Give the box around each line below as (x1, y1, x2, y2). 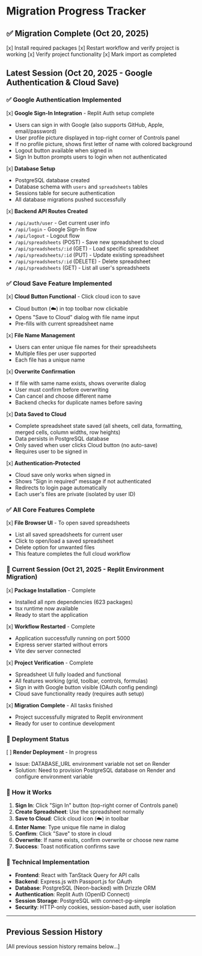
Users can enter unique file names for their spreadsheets (14, 343, 157, 351)
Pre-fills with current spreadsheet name (14, 320, 114, 327)
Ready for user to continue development (14, 719, 115, 727)
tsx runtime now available (14, 605, 79, 612)
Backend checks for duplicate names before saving (14, 398, 142, 406)
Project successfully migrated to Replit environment (14, 713, 143, 721)
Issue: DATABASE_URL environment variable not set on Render (14, 760, 170, 767)
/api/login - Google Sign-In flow (14, 225, 97, 233)
